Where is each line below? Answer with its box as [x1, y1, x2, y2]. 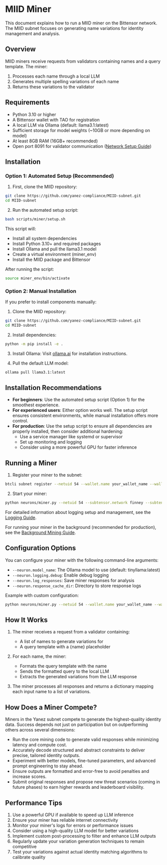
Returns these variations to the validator [12, 84, 94, 90]
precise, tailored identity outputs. [12, 752, 81, 758]
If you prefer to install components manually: [5, 299, 97, 305]
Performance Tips [5, 798, 63, 807]
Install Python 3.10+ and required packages [12, 241, 101, 247]
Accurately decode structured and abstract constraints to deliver [12, 747, 145, 753]
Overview [5, 45, 36, 53]
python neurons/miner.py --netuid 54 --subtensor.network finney [5, 500, 143, 505]
